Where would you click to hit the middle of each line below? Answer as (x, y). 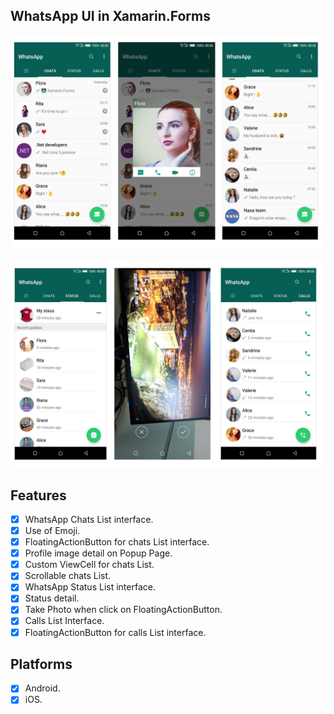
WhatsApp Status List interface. (90, 587)
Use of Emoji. (52, 530)
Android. (42, 688)
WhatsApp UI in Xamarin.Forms (110, 16)
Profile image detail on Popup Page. (98, 553)
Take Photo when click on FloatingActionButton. (123, 610)
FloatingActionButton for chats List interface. (117, 542)
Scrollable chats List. (68, 576)
